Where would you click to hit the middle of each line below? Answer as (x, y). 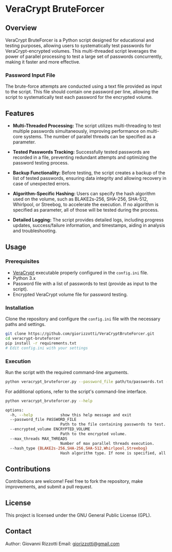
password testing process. (41, 163)
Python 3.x (24, 278)
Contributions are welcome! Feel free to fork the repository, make (74, 481)
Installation (20, 308)
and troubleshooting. (35, 231)
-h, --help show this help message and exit (71, 415)
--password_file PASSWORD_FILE (43, 420)
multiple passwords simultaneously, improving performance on (79, 131)
